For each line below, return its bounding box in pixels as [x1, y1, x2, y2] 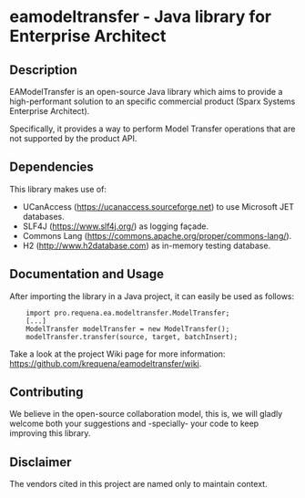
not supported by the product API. [9, 133, 137, 143]
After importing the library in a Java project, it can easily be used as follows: [9, 290, 295, 302]
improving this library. [9, 428, 91, 439]
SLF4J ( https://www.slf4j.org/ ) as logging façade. [22, 221, 209, 232]
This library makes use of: [9, 183, 107, 194]
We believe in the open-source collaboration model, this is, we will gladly [9, 409, 283, 420]
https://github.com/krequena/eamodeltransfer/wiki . [9, 358, 202, 368]
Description [9, 62, 77, 78]
